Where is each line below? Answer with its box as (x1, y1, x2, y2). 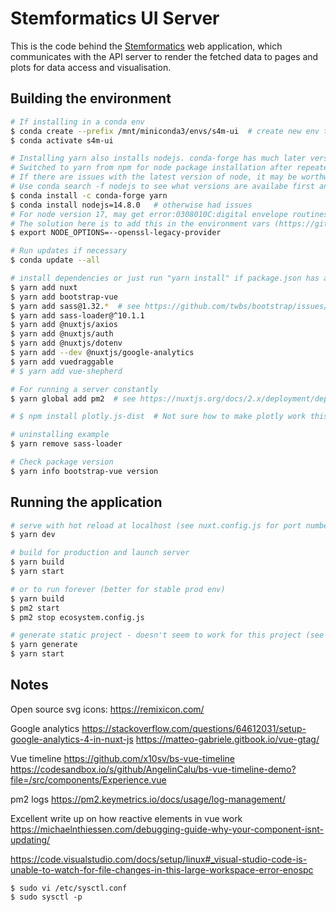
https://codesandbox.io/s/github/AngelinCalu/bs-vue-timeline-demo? (10, 763, 297, 775)
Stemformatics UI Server (10, 7, 220, 30)
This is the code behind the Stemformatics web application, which (10, 40, 283, 52)
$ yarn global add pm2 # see (10, 393, 137, 404)
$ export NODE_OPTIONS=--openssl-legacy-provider (10, 228, 222, 238)
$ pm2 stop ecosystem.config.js (10, 612, 145, 622)
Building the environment (10, 90, 172, 107)
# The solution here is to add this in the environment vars (10, 218, 271, 229)
